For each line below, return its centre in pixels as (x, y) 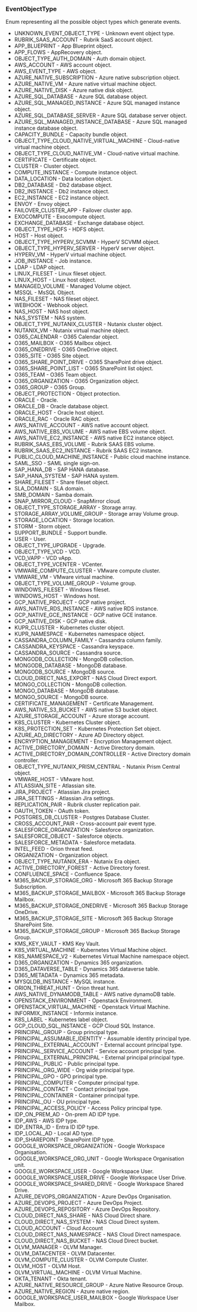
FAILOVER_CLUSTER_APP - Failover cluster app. (73, 211)
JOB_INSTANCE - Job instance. (53, 261)
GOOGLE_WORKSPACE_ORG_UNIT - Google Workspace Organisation (99, 1158)
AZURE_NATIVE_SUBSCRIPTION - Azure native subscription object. (97, 78)
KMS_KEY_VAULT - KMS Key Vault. (57, 944)
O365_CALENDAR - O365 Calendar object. (67, 337)
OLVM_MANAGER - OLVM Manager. (58, 1247)
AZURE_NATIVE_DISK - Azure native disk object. (74, 90)
